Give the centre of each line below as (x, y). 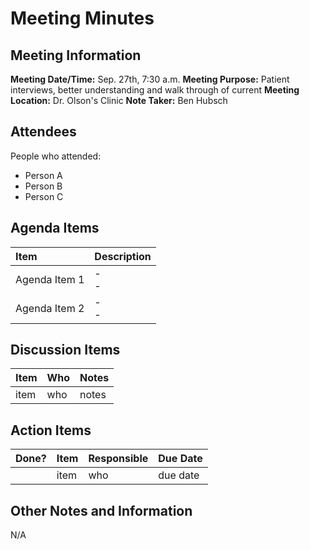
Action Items (51, 430)
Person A (43, 175)
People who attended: (56, 156)
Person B (43, 186)
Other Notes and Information (101, 510)
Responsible (118, 459)
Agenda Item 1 (50, 279)
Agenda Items (55, 228)
